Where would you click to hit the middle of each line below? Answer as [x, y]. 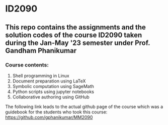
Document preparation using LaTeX [49, 81]
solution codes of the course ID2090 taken [74, 35]
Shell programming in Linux [41, 75]
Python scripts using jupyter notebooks [53, 91]
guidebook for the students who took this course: [56, 112]
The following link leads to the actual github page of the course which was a [84, 106]
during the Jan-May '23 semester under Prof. [78, 43]
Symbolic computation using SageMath [53, 86]
